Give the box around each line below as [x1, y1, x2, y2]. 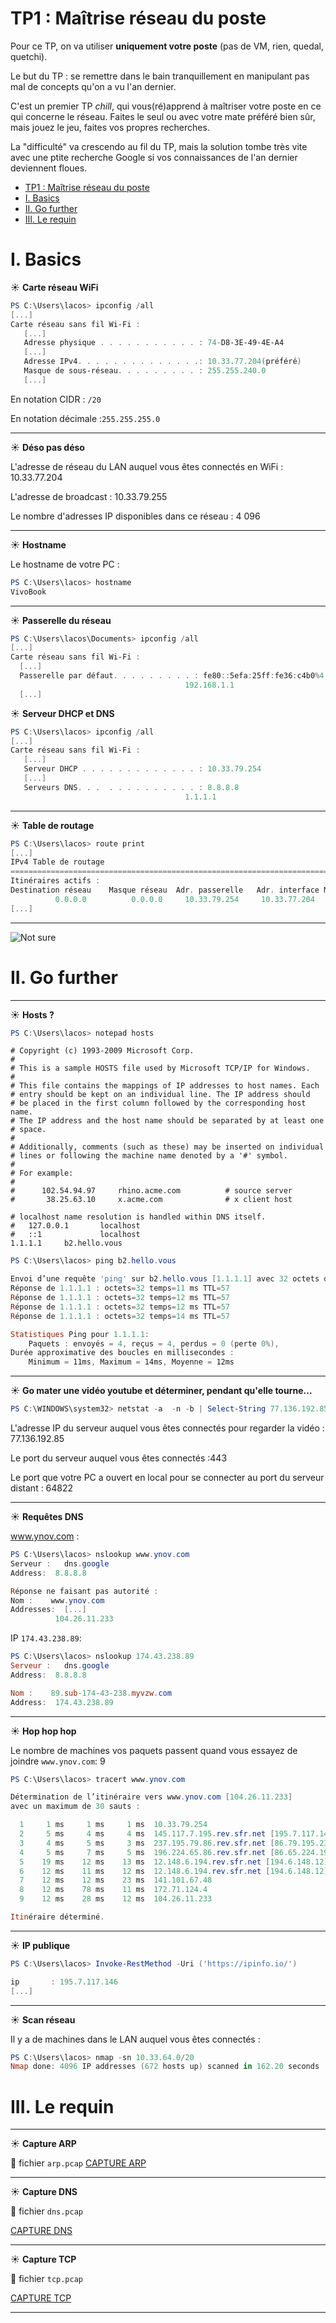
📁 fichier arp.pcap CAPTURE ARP [10, 2157, 147, 2169]
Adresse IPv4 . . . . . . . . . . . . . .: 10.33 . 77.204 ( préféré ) [23, 357, 302, 367]
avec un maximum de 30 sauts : [10, 1802, 141, 1812]
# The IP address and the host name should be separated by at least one [10, 1116, 325, 1126]
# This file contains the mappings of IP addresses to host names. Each [10, 1081, 320, 1091]
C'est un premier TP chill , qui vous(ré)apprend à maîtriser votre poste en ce [10, 100, 322, 112]
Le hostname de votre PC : [10, 558, 120, 570]
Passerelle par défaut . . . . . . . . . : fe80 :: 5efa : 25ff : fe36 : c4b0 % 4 [19, 671, 325, 681]
